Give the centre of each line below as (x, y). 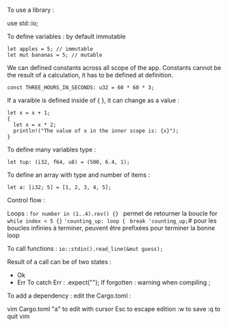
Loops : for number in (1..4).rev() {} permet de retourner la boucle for (112, 213)
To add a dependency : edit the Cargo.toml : (69, 295)
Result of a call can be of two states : (59, 262)
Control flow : (26, 200)
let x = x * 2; (35, 125)
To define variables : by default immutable (66, 36)
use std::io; (23, 23)
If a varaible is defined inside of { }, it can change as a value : (93, 100)
